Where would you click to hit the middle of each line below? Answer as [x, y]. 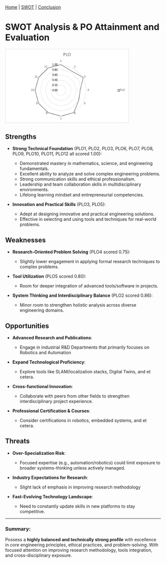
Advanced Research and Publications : [52, 338]
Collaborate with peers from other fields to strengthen [75, 396]
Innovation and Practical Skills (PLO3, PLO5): [59, 204]
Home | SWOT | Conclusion [33, 7]
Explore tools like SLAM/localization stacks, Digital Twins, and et [85, 372]
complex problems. [39, 267]
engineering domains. [42, 310]
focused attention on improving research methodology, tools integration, [79, 550]
